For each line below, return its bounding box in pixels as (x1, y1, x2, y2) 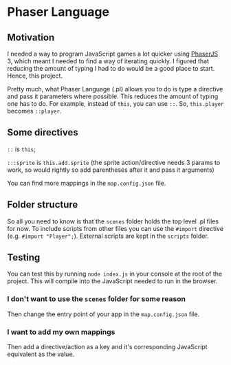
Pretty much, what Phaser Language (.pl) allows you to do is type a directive (7, 85, 223, 93)
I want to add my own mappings (7, 327, 115, 337)
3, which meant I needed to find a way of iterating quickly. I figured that (7, 57, 210, 65)
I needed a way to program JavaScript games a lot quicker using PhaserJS (7, 49, 219, 58)
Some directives (7, 126, 78, 138)
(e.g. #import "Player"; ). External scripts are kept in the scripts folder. (7, 232, 209, 240)
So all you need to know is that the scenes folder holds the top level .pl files (7, 217, 219, 225)
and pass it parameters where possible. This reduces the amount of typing (7, 92, 219, 100)
